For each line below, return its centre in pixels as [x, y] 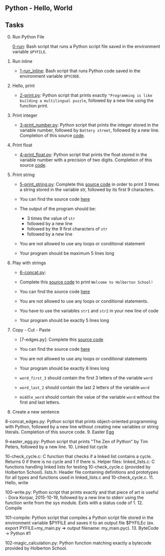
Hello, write [17, 483]
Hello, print [23, 86]
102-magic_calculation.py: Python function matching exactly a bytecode [78, 543]
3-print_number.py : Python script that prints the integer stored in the [89, 125]
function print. [34, 106]
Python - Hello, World [39, 8]
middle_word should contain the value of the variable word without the [90, 397]
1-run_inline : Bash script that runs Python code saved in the [80, 71]
